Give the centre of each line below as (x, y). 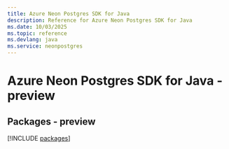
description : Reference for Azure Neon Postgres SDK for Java (100, 20)
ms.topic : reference (37, 33)
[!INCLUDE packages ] (39, 138)
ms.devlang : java (33, 40)
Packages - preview (51, 121)
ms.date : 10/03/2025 (37, 27)
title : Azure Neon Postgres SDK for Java (69, 14)
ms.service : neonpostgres (45, 46)
